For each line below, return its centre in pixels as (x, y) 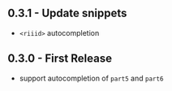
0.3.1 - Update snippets (67, 13)
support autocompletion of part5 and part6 (91, 78)
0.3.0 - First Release (60, 59)
